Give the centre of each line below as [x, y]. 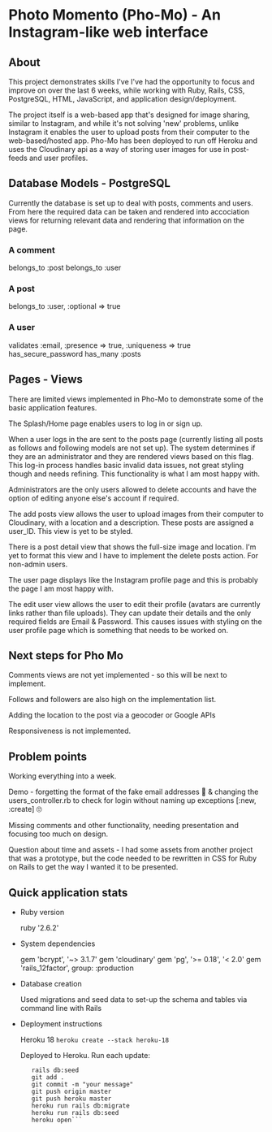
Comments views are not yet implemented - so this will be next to [118, 675]
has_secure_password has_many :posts [75, 353]
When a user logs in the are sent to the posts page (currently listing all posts [136, 439]
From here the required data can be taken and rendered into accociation [129, 211]
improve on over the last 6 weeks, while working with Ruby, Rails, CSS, [127, 90]
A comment [32, 249]
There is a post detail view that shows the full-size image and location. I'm [132, 547]
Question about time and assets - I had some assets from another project [131, 850]
